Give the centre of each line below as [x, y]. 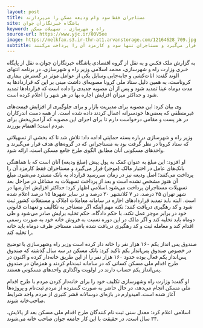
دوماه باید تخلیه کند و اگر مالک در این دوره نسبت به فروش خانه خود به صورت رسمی [101, 219]
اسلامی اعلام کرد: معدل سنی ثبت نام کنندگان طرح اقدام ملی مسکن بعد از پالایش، [99, 312]
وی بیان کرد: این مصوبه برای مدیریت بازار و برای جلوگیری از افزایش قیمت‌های [94, 106]
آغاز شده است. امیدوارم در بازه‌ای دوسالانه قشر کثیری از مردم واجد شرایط [91, 294]
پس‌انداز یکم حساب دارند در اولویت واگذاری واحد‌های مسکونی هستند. [84, 270]
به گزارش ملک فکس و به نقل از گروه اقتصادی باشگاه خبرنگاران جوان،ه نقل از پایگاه [101, 62]
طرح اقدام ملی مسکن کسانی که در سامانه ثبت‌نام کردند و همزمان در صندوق [93, 263]
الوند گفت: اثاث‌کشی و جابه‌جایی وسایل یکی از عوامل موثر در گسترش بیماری [93, 75]
